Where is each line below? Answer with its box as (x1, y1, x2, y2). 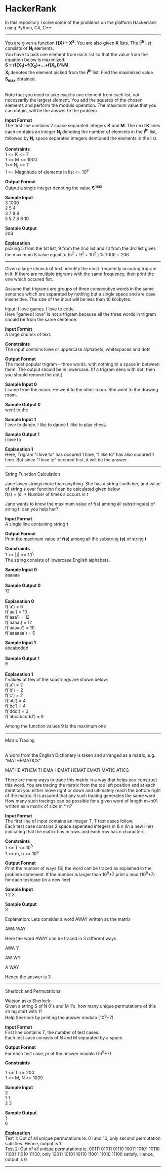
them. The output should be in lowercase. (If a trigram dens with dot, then (5, 366, 156, 372)
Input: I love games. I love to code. (5, 306, 75, 312)
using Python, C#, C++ (5, 24, 52, 30)
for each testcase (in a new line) (5, 877, 71, 883)
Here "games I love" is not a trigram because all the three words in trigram (5, 311, 157, 317)
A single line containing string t (5, 521, 68, 527)
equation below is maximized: (5, 57, 66, 63)
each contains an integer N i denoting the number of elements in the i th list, (5, 128, 157, 136)
